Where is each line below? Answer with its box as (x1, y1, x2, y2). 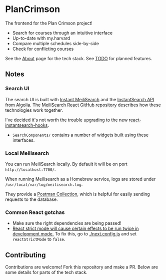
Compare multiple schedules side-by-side (12, 40, 99, 46)
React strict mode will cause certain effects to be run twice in (12, 225, 139, 231)
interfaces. (12, 137, 35, 143)
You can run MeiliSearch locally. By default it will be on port (5, 161, 127, 167)
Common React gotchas (5, 209, 65, 216)
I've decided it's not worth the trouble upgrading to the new (5, 117, 128, 123)
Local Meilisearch (5, 149, 49, 156)
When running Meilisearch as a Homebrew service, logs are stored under (5, 176, 156, 182)
